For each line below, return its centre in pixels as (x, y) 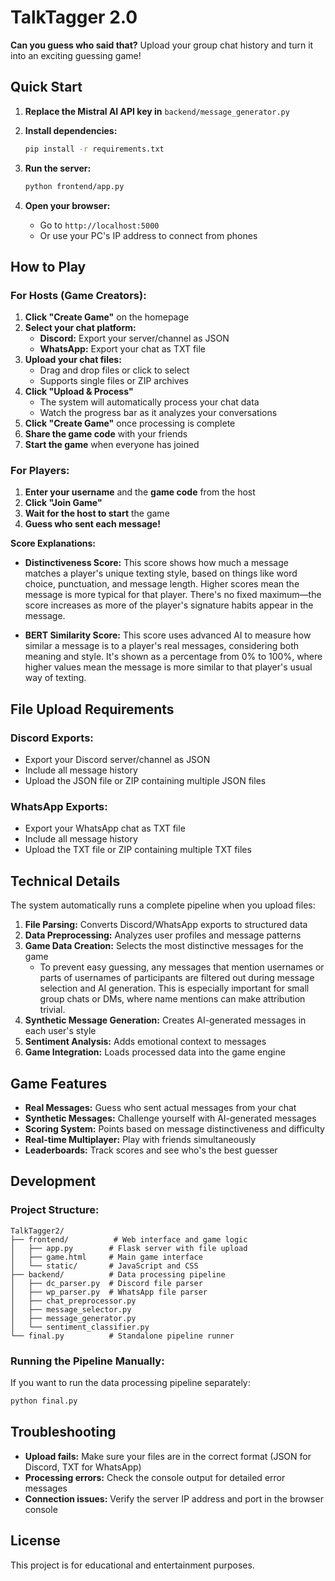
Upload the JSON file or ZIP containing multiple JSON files (145, 781)
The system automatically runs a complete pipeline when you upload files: (163, 905)
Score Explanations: (53, 543)
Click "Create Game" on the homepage (107, 317)
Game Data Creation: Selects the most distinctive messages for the (164, 946)
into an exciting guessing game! (76, 55)
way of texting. (55, 678)
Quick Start (46, 87)
